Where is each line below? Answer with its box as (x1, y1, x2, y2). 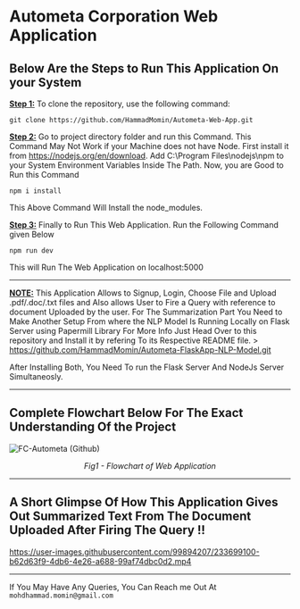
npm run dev (9, 246, 54, 255)
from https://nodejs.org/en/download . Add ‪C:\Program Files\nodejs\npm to (9, 150, 284, 161)
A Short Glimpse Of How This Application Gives (9, 495, 279, 510)
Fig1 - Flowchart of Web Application (83, 460, 217, 471)
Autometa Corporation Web (9, 6, 219, 27)
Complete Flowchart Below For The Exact (9, 405, 244, 421)
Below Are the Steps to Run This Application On (9, 61, 279, 76)
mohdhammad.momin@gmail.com (9, 591, 114, 600)
